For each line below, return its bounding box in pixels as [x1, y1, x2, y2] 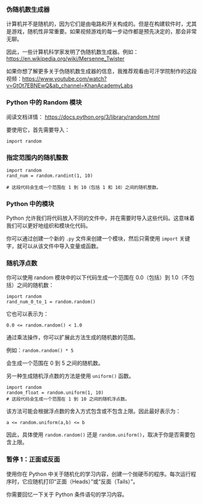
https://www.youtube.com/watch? [22, 75, 107, 82]
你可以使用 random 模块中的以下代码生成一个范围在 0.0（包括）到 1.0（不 [6, 274, 189, 281]
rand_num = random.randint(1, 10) [6, 173, 94, 179]
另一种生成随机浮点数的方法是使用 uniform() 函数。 [6, 373, 135, 380]
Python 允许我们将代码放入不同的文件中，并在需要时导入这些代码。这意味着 [6, 214, 195, 222]
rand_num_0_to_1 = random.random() [6, 299, 96, 305]
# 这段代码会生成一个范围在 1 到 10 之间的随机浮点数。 [6, 396, 130, 402]
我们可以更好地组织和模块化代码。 [6, 222, 91, 230]
